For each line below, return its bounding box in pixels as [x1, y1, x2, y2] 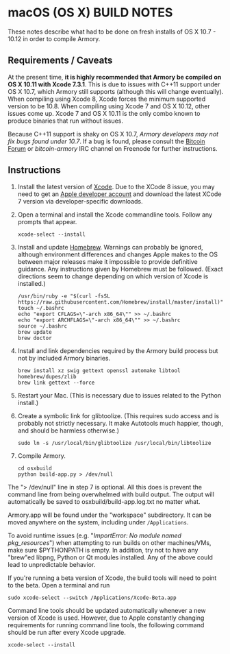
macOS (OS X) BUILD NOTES [8, 5, 173, 21]
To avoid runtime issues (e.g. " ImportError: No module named [8, 531, 182, 540]
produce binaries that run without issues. [8, 117, 124, 125]
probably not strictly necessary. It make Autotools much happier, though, [17, 419, 224, 427]
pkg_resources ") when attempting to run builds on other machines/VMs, [8, 538, 212, 546]
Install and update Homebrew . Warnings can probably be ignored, [17, 243, 204, 251]
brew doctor [17, 335, 52, 341]
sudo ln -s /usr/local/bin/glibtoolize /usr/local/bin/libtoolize [17, 439, 212, 446]
